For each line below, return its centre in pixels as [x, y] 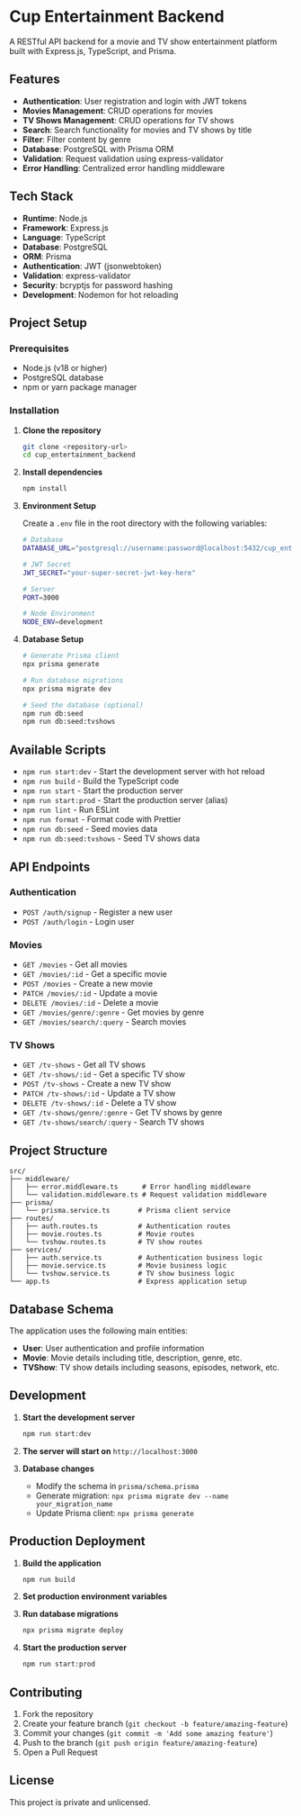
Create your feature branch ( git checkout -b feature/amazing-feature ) [155, 1723]
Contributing [46, 1692]
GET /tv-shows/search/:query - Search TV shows [113, 1122]
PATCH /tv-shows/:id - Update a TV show [99, 1093]
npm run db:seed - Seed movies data [90, 829]
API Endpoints [50, 867]
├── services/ [36, 1250]
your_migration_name [74, 1504]
